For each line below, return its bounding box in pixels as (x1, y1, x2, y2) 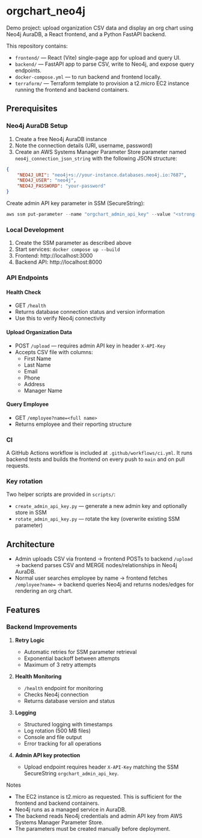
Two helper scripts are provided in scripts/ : (6, 490, 116, 498)
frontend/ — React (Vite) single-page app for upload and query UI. (14, 54, 181, 61)
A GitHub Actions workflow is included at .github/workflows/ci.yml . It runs (6, 449, 192, 456)
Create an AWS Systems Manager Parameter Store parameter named (14, 148, 186, 155)
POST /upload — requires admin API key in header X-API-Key (14, 342, 166, 349)
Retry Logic (14, 636, 45, 644)
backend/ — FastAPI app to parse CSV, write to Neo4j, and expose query (14, 60, 194, 68)
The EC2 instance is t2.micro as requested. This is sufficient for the (14, 793, 182, 800)
